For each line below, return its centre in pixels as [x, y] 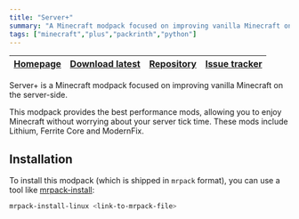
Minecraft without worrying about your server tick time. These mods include [149, 122]
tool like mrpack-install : [52, 190]
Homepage [38, 64]
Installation [41, 159]
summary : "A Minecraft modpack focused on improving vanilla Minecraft [145, 26]
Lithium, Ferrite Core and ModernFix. [77, 131]
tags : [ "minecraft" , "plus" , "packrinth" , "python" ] [103, 34]
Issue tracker [234, 64]
